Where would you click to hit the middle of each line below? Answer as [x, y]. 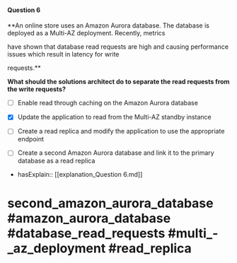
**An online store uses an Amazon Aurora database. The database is [109, 25]
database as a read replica [56, 161]
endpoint [31, 139]
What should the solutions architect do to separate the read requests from [118, 82]
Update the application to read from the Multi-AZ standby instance [115, 117]
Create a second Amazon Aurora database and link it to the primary [116, 153]
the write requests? [36, 89]
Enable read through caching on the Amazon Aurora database [108, 103]
